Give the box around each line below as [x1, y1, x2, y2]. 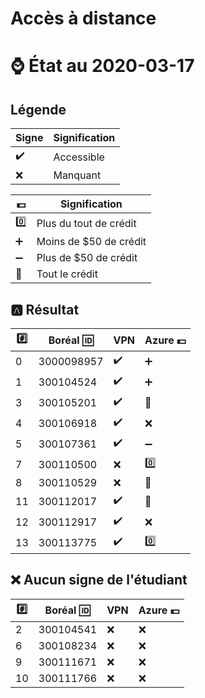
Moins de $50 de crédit [36, 235, 147, 249]
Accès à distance [10, 7, 157, 30]
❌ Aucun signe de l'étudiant [10, 572, 188, 589]
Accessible [53, 150, 105, 164]
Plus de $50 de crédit [36, 251, 138, 265]
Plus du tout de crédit [36, 216, 137, 230]
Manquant [53, 168, 102, 182]
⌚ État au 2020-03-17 [10, 55, 195, 77]
